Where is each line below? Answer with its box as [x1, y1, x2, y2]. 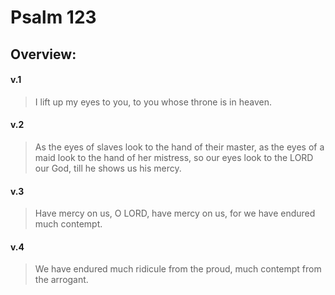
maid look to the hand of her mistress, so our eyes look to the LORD [34, 151, 314, 163]
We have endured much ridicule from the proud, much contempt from [34, 263, 322, 275]
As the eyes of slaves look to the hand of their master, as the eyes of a [34, 141, 325, 153]
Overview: [10, 46, 77, 63]
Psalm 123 [10, 6, 97, 29]
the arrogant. [34, 274, 89, 286]
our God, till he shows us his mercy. [34, 162, 182, 174]
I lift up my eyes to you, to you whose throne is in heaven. [34, 96, 273, 108]
